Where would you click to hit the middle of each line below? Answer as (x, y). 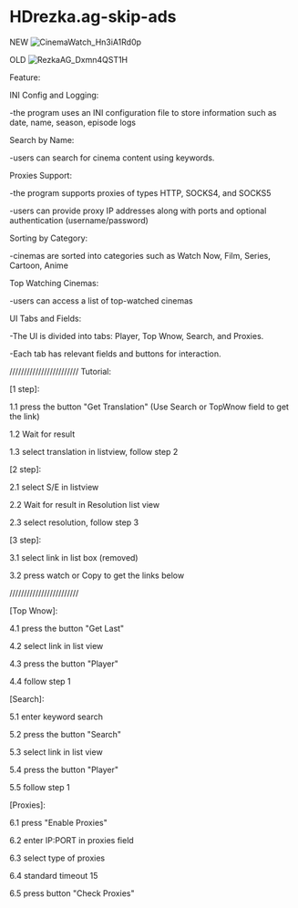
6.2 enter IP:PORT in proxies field (72, 840)
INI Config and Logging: (54, 95)
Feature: (25, 77)
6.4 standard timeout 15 (54, 875)
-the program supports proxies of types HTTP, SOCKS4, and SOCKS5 (140, 192)
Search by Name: (42, 139)
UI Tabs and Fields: (46, 318)
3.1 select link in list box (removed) (74, 557)
